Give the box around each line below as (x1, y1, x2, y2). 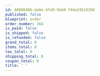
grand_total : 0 (5, 40, 37, 45)
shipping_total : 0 (5, 53, 43, 59)
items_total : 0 (5, 44, 37, 49)
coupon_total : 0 (5, 58, 39, 63)
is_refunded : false (5, 35, 46, 40)
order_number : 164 (5, 21, 43, 26)
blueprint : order (5, 16, 41, 21)
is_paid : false (5, 26, 37, 31)
